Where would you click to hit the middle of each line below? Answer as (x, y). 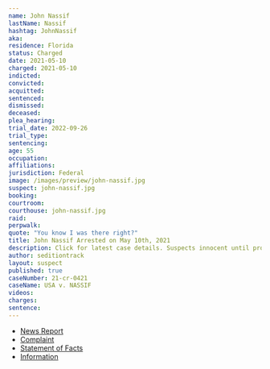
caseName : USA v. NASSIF (50, 286)
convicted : (27, 83)
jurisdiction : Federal (46, 173)
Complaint (37, 339)
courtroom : (27, 203)
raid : (17, 218)
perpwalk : (25, 226)
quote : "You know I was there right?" (73, 233)
